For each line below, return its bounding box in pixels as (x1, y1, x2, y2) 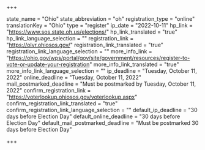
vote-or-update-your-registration (6, 61, 90, 68)
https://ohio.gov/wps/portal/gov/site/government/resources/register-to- (9, 54, 190, 61)
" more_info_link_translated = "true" (89, 61, 179, 68)
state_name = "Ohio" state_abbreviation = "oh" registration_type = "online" (6, 15, 195, 22)
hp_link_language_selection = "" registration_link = (6, 35, 134, 42)
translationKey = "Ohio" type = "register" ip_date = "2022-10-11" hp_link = (6, 22, 193, 29)
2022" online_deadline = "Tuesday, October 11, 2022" (6, 74, 142, 81)
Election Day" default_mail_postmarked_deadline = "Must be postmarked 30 (6, 119, 199, 126)
